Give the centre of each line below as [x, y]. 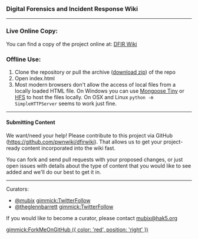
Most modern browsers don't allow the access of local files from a [95, 84]
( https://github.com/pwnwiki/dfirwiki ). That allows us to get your [84, 142]
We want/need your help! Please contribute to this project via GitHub [89, 136]
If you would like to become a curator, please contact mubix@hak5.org [92, 218]
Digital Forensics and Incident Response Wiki [72, 9]
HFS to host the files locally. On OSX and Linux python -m [84, 97]
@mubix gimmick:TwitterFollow [52, 201]
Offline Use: [24, 59]
